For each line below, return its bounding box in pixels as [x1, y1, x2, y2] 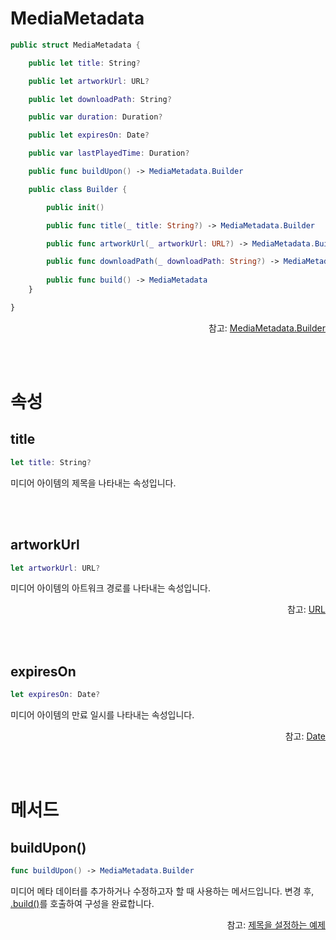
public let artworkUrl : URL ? [28, 76, 150, 86]
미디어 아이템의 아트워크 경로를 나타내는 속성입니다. [10, 582, 211, 594]
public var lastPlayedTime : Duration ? [28, 148, 190, 159]
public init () [46, 202, 105, 212]
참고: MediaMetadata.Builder [208, 322, 326, 334]
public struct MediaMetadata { [10, 40, 141, 50]
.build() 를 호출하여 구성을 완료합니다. [10, 897, 155, 909]
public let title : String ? [28, 58, 141, 68]
